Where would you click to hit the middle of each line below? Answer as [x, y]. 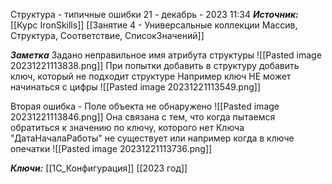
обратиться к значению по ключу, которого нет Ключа [127, 127]
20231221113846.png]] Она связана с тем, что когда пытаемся [143, 117]
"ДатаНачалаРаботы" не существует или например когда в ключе [152, 138]
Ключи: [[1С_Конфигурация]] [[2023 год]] [99, 168]
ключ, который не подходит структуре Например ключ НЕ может [151, 76]
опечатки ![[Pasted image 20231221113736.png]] [111, 148]
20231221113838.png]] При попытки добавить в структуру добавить [155, 65]
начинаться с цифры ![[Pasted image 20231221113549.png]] [135, 87]
